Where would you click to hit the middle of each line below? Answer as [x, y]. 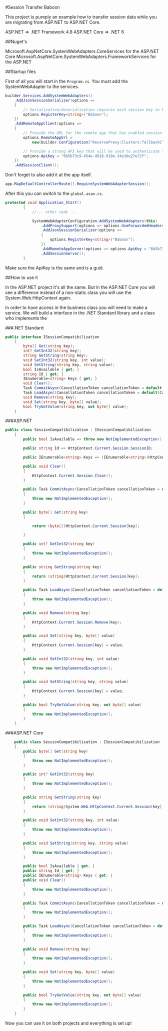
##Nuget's [16, 41]
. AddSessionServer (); [63, 253]
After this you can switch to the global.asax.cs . [54, 193]
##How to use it [22, 277]
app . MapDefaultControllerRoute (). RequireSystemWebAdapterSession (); [78, 184]
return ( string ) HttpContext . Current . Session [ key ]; [86, 576]
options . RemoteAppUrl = [48, 137]
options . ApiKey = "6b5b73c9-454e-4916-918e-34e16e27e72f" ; [86, 156]
